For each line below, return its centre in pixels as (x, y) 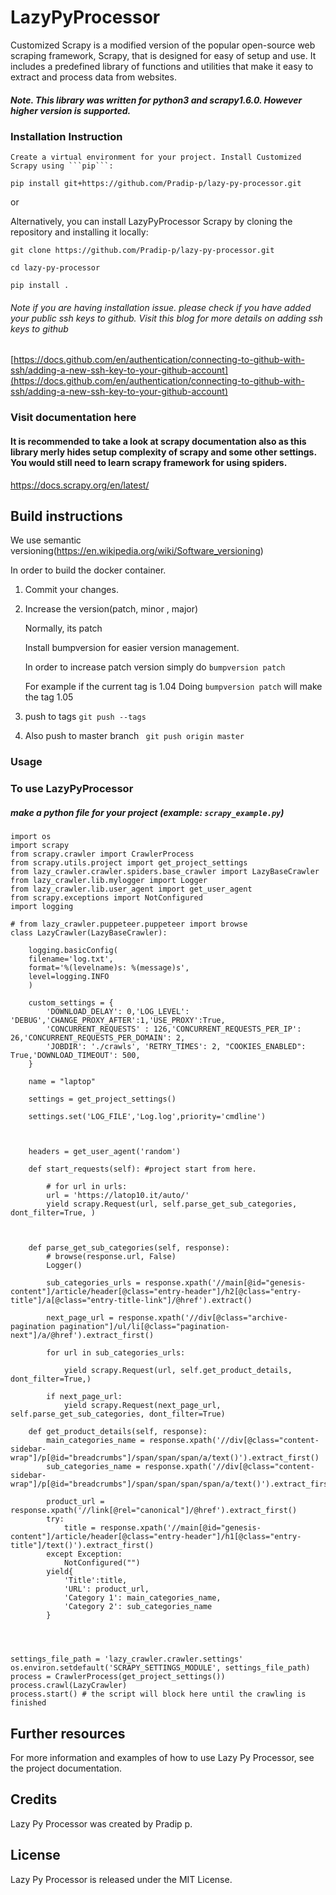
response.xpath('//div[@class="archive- (202, 1318)
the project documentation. (66, 1768)
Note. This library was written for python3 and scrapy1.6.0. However (156, 100)
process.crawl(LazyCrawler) (69, 1686)
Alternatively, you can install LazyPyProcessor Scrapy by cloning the (151, 222)
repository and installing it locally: (79, 232)
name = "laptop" (62, 1082)
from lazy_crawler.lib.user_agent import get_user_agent (131, 889)
